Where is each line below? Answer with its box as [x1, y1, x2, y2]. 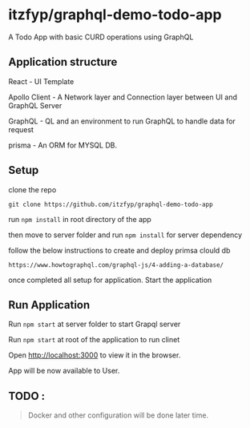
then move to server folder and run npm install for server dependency [8, 230, 243, 240]
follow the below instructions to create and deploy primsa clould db [8, 245, 231, 255]
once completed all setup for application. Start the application [8, 275, 212, 285]
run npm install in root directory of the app [8, 214, 152, 224]
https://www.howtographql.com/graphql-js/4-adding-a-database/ [8, 260, 224, 269]
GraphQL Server [8, 100, 62, 110]
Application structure [8, 55, 118, 69]
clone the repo [8, 184, 57, 194]
